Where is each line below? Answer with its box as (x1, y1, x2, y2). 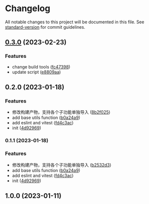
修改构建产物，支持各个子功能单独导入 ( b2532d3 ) (12, 162, 112, 168)
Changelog (5, 3, 50, 14)
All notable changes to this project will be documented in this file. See (5, 19, 145, 25)
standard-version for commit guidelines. (5, 24, 85, 30)
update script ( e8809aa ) (12, 69, 61, 75)
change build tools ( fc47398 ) (12, 64, 70, 69)
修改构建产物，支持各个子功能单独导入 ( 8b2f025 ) (12, 109, 111, 115)
